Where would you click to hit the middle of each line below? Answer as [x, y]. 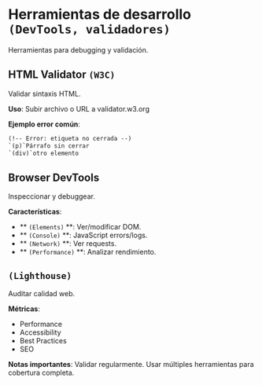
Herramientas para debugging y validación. [78, 49]
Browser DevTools [54, 177]
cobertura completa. [41, 372]
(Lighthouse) [40, 275]
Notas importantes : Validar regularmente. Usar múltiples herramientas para [131, 364]
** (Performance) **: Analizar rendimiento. [88, 252]
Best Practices [43, 341]
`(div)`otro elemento [44, 153]
